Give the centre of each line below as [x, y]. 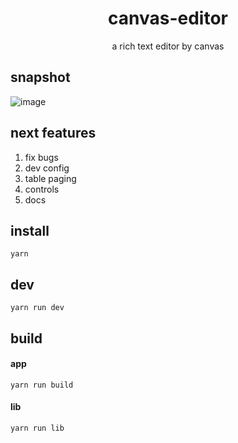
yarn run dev [37, 308]
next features [53, 133]
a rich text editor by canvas [168, 46]
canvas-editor [168, 18]
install [30, 230]
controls [42, 189]
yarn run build [42, 385]
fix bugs [41, 157]
